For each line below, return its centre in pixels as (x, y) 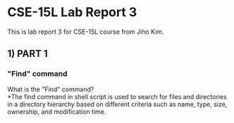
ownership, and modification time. (57, 111)
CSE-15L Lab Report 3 (72, 12)
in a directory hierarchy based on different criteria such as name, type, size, (117, 104)
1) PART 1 (27, 54)
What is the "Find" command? (51, 89)
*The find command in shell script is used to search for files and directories (117, 96)
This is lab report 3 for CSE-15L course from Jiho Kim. (86, 32)
